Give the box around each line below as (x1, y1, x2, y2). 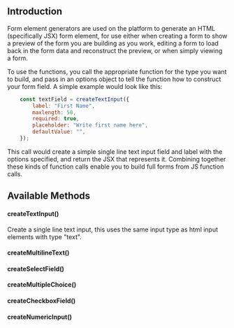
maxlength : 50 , (32, 108, 77, 116)
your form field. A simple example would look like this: (7, 82, 163, 90)
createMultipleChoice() (7, 280, 77, 289)
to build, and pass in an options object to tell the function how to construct (7, 75, 221, 83)
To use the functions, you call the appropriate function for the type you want (7, 67, 227, 76)
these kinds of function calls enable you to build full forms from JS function (7, 162, 224, 171)
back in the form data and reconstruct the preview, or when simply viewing (7, 46, 223, 55)
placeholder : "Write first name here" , (32, 122, 149, 129)
